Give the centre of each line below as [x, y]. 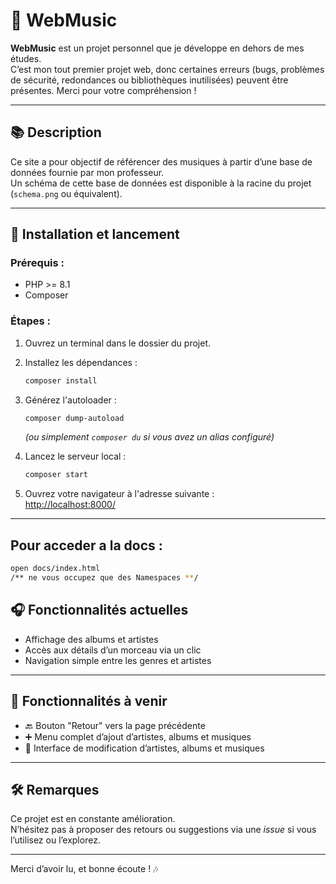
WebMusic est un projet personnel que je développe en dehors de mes [157, 48]
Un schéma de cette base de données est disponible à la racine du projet [161, 183]
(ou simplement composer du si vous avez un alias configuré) [149, 437]
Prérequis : [37, 263]
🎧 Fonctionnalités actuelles [99, 610]
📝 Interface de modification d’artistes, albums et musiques [144, 748]
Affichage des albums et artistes [91, 639]
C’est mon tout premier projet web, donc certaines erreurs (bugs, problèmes [167, 69]
